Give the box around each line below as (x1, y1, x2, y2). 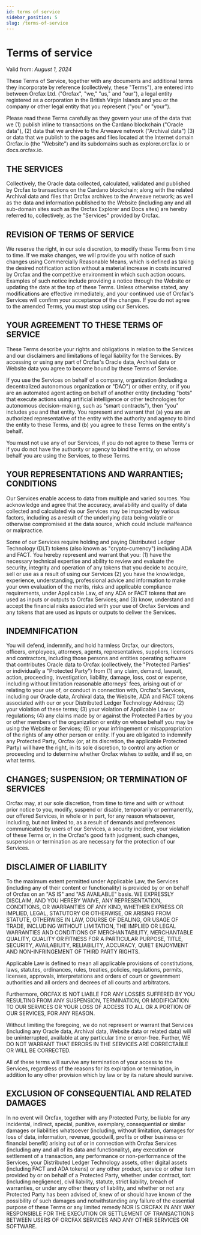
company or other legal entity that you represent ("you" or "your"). (6, 103, 171, 110)
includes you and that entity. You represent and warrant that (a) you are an (6, 408, 191, 415)
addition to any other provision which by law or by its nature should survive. (6, 1071, 194, 1078)
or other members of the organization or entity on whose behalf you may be (6, 719, 194, 726)
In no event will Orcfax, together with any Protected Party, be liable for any (6, 1114, 190, 1121)
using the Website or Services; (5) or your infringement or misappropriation (6, 725, 193, 732)
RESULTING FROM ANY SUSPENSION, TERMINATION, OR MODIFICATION (6, 997, 189, 1004)
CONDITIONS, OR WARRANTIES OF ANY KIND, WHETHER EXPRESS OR (6, 903, 184, 910)
